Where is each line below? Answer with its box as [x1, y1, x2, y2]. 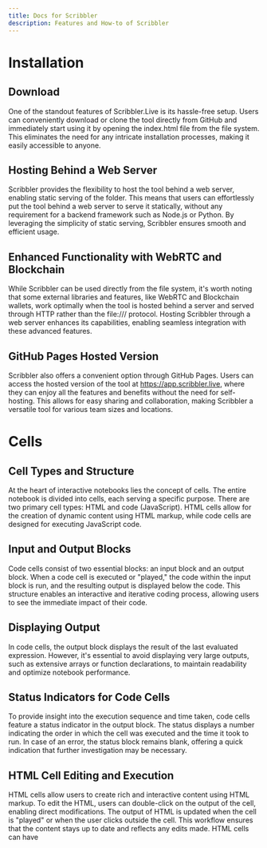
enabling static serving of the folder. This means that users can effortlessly [8, 193, 255, 203]
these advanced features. [8, 327, 93, 336]
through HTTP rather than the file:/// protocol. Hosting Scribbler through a [8, 309, 251, 319]
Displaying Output [8, 620, 100, 635]
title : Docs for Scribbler [8, 11, 98, 20]
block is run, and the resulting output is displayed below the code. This [8, 581, 241, 590]
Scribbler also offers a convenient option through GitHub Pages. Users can [8, 371, 254, 380]
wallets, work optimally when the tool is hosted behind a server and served [8, 301, 255, 311]
